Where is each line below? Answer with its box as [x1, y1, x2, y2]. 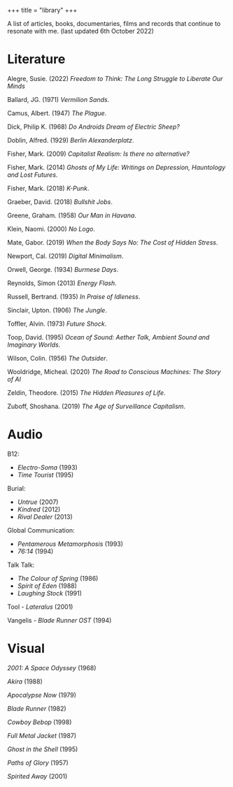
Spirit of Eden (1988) [17, 582, 77, 590]
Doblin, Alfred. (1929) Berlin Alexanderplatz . [7, 136, 134, 144]
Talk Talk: [7, 561, 35, 569]
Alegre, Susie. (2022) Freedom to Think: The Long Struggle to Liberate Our [7, 74, 223, 82]
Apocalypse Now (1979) [7, 691, 77, 699]
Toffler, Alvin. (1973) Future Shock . [7, 319, 107, 328]
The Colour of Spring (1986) [17, 574, 99, 582]
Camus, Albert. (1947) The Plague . [7, 108, 107, 117]
